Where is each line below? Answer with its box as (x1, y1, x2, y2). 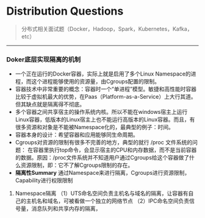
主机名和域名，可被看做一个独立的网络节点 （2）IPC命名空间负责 (26, 197, 190, 205)
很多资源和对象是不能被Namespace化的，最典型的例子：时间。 (15, 124, 174, 131)
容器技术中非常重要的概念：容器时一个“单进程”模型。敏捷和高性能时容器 (15, 85, 197, 93)
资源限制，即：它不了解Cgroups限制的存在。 (20, 161, 134, 169)
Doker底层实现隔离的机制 (6, 55, 81, 63)
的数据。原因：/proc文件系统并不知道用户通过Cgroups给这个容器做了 (15, 154, 190, 161)
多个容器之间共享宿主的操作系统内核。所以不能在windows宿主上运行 (15, 108, 188, 116)
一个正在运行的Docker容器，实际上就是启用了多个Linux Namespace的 (15, 70, 191, 77)
